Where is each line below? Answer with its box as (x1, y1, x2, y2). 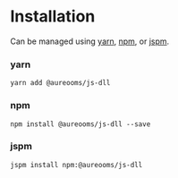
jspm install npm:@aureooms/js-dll (10, 160, 143, 169)
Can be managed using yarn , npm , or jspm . (10, 36, 170, 47)
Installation (10, 6, 96, 27)
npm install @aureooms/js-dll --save (10, 119, 151, 129)
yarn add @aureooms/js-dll (10, 79, 111, 88)
